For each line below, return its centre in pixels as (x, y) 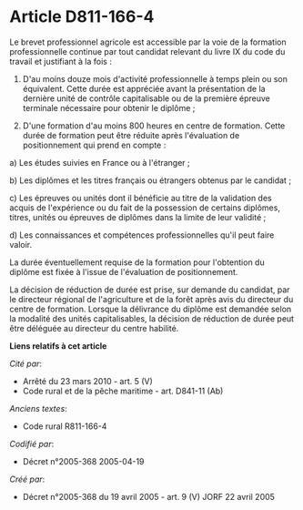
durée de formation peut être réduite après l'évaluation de (131, 135)
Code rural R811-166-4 (65, 426)
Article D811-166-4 (82, 17)
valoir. (21, 244)
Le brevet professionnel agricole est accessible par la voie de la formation (148, 42)
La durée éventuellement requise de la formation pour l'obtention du (137, 262)
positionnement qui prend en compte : (94, 145)
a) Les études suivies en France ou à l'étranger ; (100, 162)
